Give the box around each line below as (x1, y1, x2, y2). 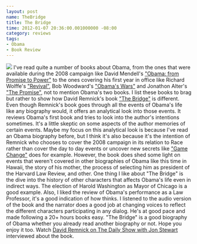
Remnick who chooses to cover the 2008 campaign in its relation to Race (6, 139, 183, 146)
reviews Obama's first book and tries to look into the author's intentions (6, 113, 179, 121)
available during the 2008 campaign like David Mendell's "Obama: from (6, 70, 179, 77)
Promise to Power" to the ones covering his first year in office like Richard (6, 76, 185, 83)
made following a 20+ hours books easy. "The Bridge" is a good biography (6, 213, 188, 220)
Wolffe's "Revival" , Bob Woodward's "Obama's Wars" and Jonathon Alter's (6, 82, 188, 89)
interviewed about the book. (6, 232, 75, 239)
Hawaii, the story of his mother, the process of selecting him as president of (6, 163, 190, 171)
